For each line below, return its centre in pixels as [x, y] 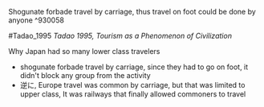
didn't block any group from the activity [85, 75]
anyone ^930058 [36, 20]
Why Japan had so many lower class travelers [84, 51]
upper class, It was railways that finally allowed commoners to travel [133, 94]
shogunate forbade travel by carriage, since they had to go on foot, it [134, 67]
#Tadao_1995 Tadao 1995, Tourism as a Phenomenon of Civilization [120, 36]
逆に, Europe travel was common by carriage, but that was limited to [132, 85]
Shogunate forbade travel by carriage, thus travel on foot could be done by [132, 12]
